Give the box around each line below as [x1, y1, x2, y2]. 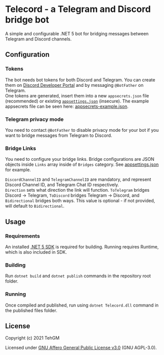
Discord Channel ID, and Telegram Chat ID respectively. [5, 182, 120, 188]
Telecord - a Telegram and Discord [5, 3, 151, 15]
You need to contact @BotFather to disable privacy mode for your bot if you [5, 127, 159, 133]
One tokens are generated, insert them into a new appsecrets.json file [5, 92, 150, 98]
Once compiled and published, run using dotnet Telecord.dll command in [5, 302, 159, 308]
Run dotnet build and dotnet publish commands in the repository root [5, 273, 151, 279]
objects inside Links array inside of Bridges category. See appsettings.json [5, 161, 159, 168]
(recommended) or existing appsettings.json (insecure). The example [5, 98, 150, 104]
